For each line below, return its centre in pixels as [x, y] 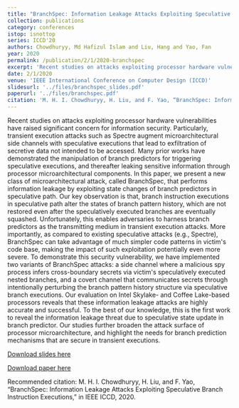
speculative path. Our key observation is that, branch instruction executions [118, 196]
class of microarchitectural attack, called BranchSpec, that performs [107, 181]
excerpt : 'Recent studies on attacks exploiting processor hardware [111, 67]
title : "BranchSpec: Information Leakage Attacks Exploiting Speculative [119, 14]
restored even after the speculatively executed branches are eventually [111, 211]
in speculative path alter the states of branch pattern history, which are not [117, 204]
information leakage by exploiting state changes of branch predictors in [112, 189]
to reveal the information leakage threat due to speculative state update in [116, 317]
